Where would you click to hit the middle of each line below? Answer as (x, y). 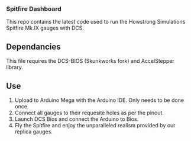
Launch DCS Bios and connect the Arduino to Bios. (77, 119)
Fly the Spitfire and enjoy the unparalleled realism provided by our (95, 125)
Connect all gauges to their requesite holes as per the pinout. (89, 113)
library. (15, 68)
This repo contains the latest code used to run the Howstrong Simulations (96, 22)
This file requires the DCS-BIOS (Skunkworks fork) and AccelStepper (90, 61)
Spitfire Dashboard (34, 9)
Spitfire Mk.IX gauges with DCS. (45, 28)
